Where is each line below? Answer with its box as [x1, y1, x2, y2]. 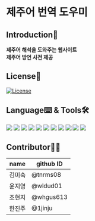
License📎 [6, 71, 42, 81]
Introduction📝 [6, 29, 58, 39]
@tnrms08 [31, 171, 61, 179]
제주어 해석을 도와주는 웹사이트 [6, 46, 77, 53]
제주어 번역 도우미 [6, 5, 88, 19]
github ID [36, 159, 63, 168]
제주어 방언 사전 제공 [6, 54, 53, 60]
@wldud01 [31, 182, 62, 190]
